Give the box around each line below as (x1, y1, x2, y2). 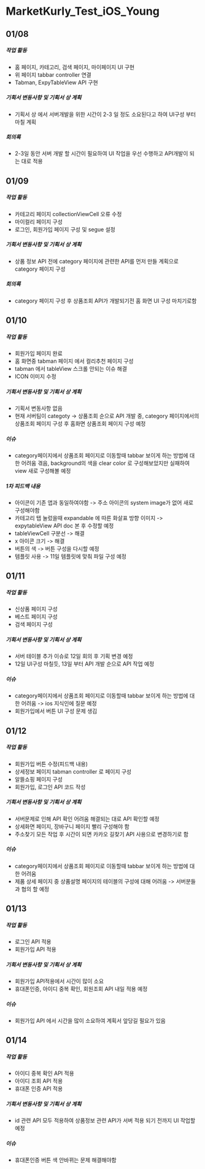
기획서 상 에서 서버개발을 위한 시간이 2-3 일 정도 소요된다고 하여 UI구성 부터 (14, 111, 196, 118)
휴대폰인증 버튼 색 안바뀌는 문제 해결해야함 (14, 1156, 117, 1164)
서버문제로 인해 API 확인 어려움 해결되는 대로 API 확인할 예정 (14, 815, 160, 822)
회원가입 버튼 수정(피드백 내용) (14, 760, 88, 767)
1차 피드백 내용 (6, 482, 41, 489)
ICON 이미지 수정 (14, 373, 56, 380)
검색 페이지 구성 (14, 621, 53, 628)
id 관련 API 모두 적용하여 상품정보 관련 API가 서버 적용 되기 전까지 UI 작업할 (14, 1117, 196, 1124)
